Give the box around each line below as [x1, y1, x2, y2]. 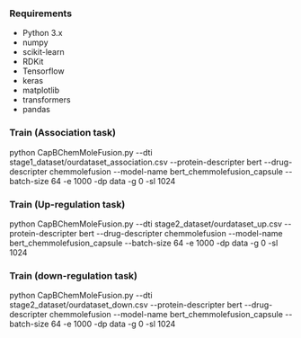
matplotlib [22, 84, 60, 96]
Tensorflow [22, 66, 65, 76]
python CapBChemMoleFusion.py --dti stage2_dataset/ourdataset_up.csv [9, 218, 283, 229]
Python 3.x [22, 28, 63, 39]
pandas [22, 104, 51, 115]
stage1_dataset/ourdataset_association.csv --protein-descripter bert [9, 156, 262, 167]
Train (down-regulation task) [9, 269, 137, 281]
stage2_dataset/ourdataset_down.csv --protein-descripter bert [9, 299, 243, 310]
